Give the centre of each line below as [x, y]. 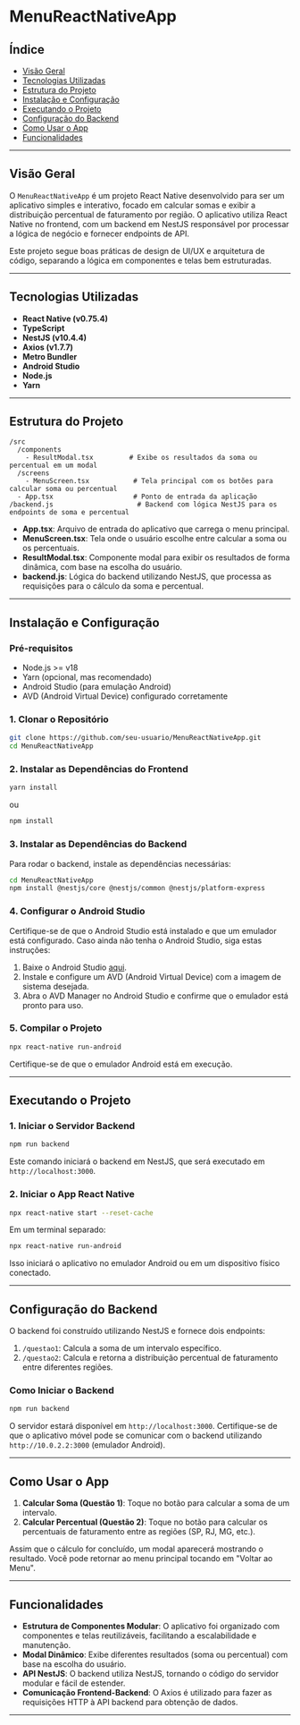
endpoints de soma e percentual [69, 513]
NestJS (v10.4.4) [54, 337]
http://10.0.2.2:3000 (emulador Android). [87, 1445]
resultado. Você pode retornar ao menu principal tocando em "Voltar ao [141, 1559]
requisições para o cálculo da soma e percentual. [112, 586]
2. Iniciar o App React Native [72, 1194]
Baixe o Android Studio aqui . [75, 967]
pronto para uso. [53, 1005]
